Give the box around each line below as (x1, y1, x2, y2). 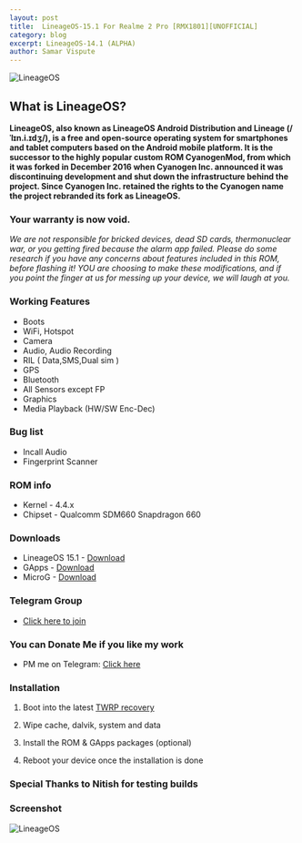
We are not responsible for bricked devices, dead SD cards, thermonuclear (9, 234, 291, 245)
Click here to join (22, 615, 86, 626)
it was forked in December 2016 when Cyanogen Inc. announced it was (9, 161, 284, 172)
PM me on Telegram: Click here (22, 659, 141, 670)
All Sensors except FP (22, 383, 106, 394)
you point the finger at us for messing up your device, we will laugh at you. (9, 272, 290, 283)
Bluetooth (22, 374, 59, 385)
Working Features (9, 295, 91, 308)
